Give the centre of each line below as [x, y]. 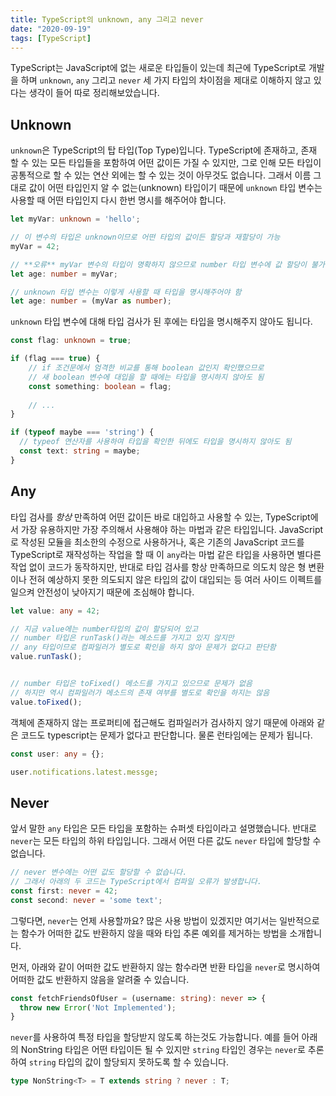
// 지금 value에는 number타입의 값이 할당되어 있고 [104, 629]
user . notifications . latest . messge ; [84, 772]
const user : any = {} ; [57, 754]
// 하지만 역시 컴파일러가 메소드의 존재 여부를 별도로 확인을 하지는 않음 [140, 692]
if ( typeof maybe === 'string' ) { [82, 432]
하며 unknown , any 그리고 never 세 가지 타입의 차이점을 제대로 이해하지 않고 [166, 80]
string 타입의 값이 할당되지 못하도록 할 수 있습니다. [128, 1062]
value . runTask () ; [46, 657]
